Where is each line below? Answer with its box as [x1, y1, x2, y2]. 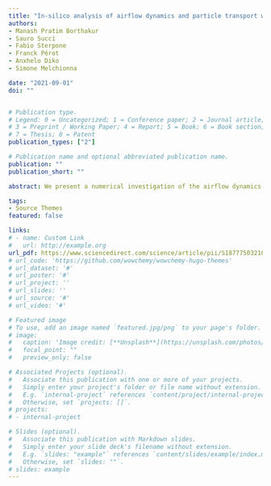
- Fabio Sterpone [8, 42, 67, 50]
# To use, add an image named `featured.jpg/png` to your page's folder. [8, 324, 262, 332]
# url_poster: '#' [8, 271, 70, 279]
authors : [8, 19, 38, 27]
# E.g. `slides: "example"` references [8, 450, 150, 459]
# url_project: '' [8, 279, 70, 287]
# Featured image [8, 316, 67, 324]
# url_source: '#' [8, 294, 70, 302]
